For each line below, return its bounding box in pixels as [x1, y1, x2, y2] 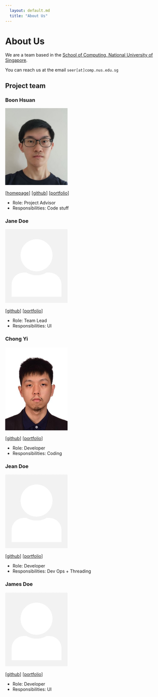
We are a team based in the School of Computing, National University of [5, 52, 153, 58]
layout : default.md [9, 8, 50, 13]
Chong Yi [5, 335, 28, 342]
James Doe [5, 580, 33, 587]
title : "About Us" [9, 13, 48, 18]
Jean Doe [5, 463, 29, 470]
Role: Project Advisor [12, 200, 56, 206]
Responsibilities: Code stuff [12, 205, 69, 211]
